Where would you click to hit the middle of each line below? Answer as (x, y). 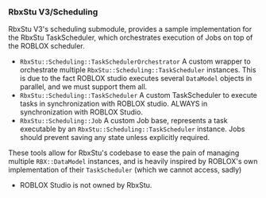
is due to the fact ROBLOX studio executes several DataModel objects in (136, 79)
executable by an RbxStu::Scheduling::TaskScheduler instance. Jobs (132, 129)
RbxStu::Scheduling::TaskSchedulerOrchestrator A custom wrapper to (135, 61)
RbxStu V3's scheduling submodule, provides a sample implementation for (130, 29)
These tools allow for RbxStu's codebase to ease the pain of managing (124, 153)
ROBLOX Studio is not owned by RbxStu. (86, 185)
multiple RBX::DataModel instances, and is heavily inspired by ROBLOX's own (133, 161)
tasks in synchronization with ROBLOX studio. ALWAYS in (114, 104)
